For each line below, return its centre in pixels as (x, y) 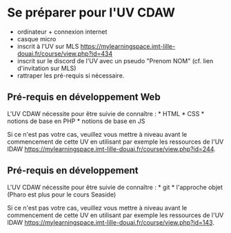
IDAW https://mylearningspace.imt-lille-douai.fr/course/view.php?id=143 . (111, 222)
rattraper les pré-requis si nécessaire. (71, 75)
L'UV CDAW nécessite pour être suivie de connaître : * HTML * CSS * (106, 113)
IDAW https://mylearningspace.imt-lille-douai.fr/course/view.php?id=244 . (111, 148)
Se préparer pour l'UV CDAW (91, 13)
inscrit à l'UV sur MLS (48, 46)
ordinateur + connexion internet (62, 32)
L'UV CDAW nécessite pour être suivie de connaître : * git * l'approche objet (115, 187)
